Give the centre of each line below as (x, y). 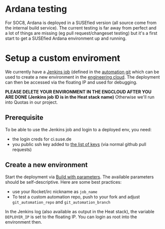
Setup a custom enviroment (63, 58)
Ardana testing (36, 9)
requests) (22, 149)
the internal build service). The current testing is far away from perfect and (81, 28)
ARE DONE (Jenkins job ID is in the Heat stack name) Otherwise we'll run (80, 97)
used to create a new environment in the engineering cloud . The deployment (82, 77)
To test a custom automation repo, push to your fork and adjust (76, 197)
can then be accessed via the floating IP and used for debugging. (71, 82)
